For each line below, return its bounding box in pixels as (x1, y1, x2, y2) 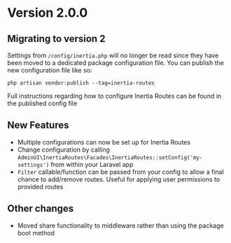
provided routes (17, 182, 64, 191)
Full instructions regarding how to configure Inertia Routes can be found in (7, 92, 222, 100)
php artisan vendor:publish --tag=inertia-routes (7, 80, 155, 87)
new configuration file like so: (7, 66, 92, 74)
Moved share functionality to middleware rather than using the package (17, 221, 224, 230)
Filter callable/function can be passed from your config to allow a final (17, 168, 224, 176)
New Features (7, 119, 69, 131)
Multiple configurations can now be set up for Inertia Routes (17, 138, 191, 146)
